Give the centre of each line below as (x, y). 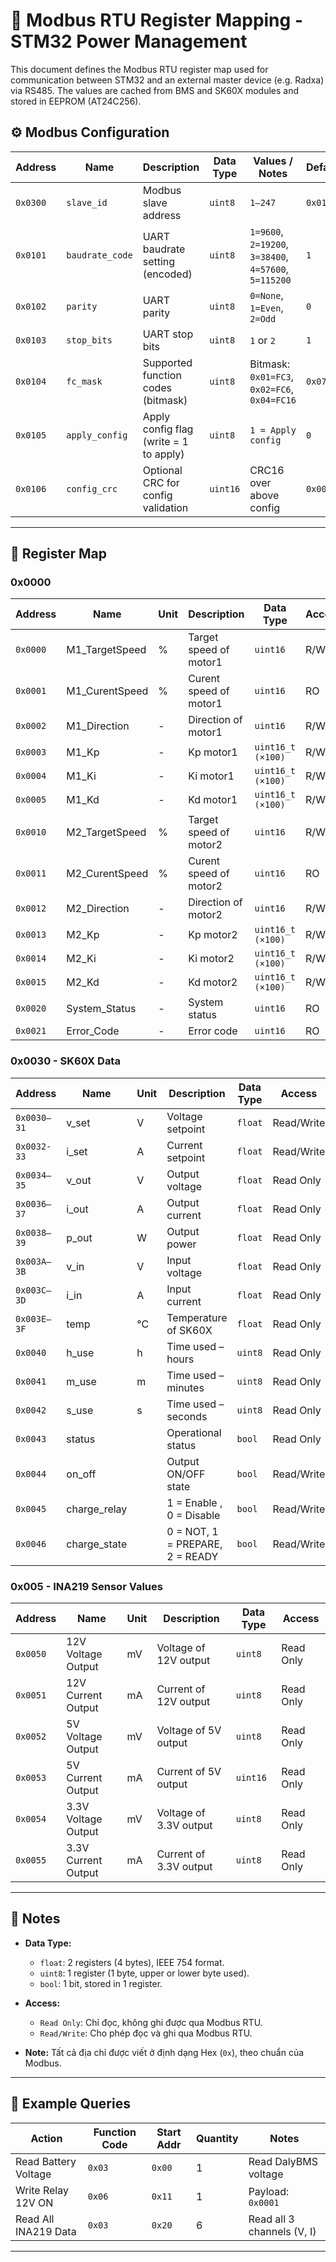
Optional (162, 470)
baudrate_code (99, 255)
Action (46, 2138)
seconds (187, 1416)
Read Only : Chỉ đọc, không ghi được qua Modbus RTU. (151, 2022)
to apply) (163, 454)
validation (165, 507)
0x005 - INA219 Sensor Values (86, 1586)
